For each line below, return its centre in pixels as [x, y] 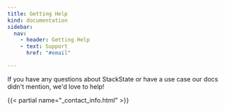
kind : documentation [38, 20]
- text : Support [44, 46]
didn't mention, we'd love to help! [56, 86]
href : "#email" [48, 53]
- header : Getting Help [55, 40]
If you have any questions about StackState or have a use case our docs [113, 79]
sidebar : [20, 27]
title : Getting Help [38, 14]
